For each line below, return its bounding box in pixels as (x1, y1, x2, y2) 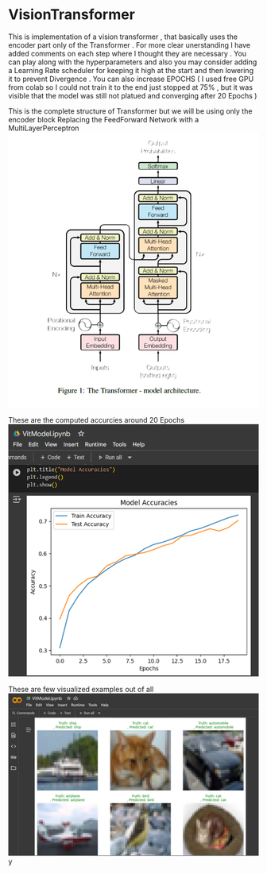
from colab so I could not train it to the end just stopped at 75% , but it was (8, 82, 253, 92)
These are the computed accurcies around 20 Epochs (8, 416, 185, 425)
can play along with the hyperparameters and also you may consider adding (8, 57, 257, 67)
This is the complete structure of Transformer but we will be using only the (8, 106, 253, 116)
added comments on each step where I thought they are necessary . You (8, 48, 247, 58)
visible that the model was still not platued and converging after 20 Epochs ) (8, 91, 257, 100)
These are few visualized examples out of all (8, 684, 154, 694)
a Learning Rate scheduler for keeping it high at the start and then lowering (8, 65, 254, 75)
